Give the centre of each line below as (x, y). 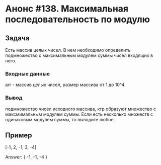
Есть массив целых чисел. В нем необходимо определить (68, 50)
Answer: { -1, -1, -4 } (26, 157)
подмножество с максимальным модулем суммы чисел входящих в (79, 55)
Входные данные (28, 73)
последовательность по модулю (77, 19)
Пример (19, 135)
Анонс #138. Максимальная (67, 9)
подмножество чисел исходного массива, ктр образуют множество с (80, 109)
